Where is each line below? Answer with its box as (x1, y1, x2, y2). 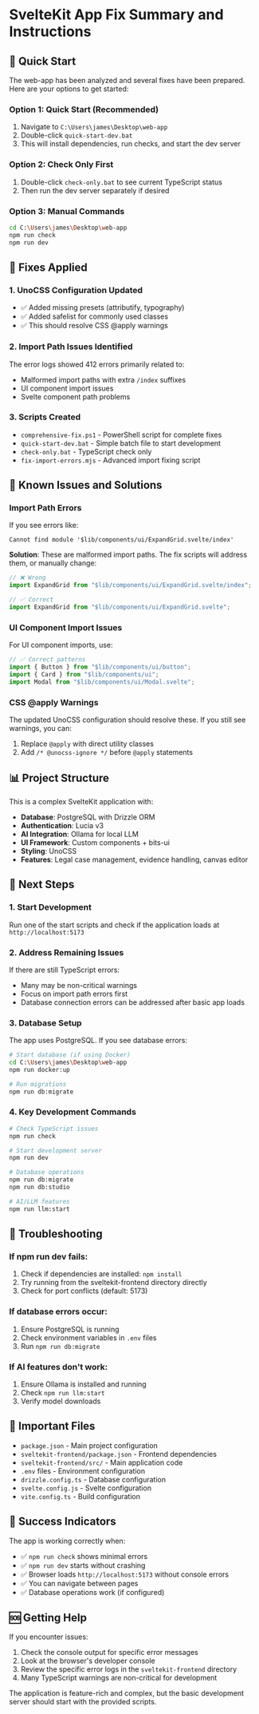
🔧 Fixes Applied (9, 260, 88, 274)
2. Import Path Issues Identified (9, 341, 134, 352)
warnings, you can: (9, 724, 73, 733)
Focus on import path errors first (20, 989, 128, 998)
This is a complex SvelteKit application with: (9, 796, 154, 806)
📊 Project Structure (9, 772, 110, 785)
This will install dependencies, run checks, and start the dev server (20, 139, 241, 149)
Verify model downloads (20, 1396, 101, 1406)
